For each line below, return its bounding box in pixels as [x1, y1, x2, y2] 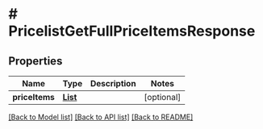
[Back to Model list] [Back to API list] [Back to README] [8, 112, 194, 122]
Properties [8, 54, 63, 68]
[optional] [144, 92, 182, 102]
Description [90, 78, 136, 89]
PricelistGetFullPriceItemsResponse [8, 22, 256, 40]
